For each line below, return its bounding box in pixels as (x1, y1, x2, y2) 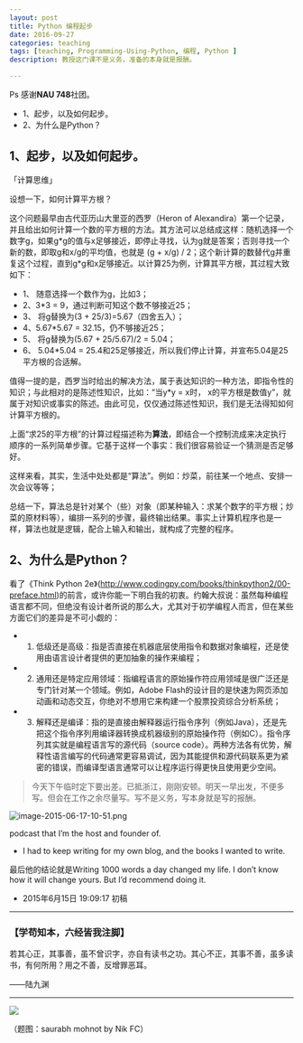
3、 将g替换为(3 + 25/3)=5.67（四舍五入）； (22, 311, 185, 322)
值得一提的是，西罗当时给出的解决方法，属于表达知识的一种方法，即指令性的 (9, 375, 294, 386)
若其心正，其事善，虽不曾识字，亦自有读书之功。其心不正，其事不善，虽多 (9, 948, 286, 959)
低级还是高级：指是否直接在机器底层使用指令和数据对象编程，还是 (35, 641, 281, 652)
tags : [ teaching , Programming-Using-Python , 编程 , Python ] (9, 47, 237, 56)
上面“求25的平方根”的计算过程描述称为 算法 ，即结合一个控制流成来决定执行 (9, 428, 287, 439)
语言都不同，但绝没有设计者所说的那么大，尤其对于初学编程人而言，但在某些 (9, 600, 294, 611)
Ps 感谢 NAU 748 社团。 (9, 89, 95, 99)
